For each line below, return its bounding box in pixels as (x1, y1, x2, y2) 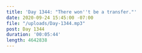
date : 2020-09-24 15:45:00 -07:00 (6, 15, 94, 21)
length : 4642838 (6, 37, 47, 43)
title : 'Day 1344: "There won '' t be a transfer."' (6, 9, 137, 15)
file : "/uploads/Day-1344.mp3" (6, 20, 86, 26)
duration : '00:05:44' (6, 32, 61, 38)
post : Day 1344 (6, 26, 45, 32)
